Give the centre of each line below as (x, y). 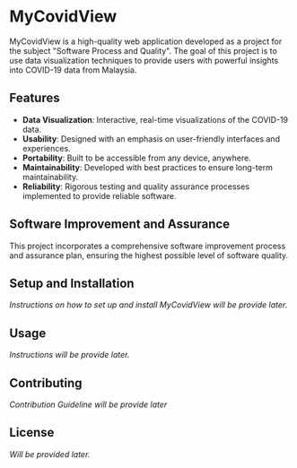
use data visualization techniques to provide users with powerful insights (144, 60)
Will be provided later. (50, 454)
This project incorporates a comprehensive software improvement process (148, 246)
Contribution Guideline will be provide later (88, 404)
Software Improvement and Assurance (120, 225)
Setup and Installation (72, 283)
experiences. (46, 148)
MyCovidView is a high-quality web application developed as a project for (146, 41)
